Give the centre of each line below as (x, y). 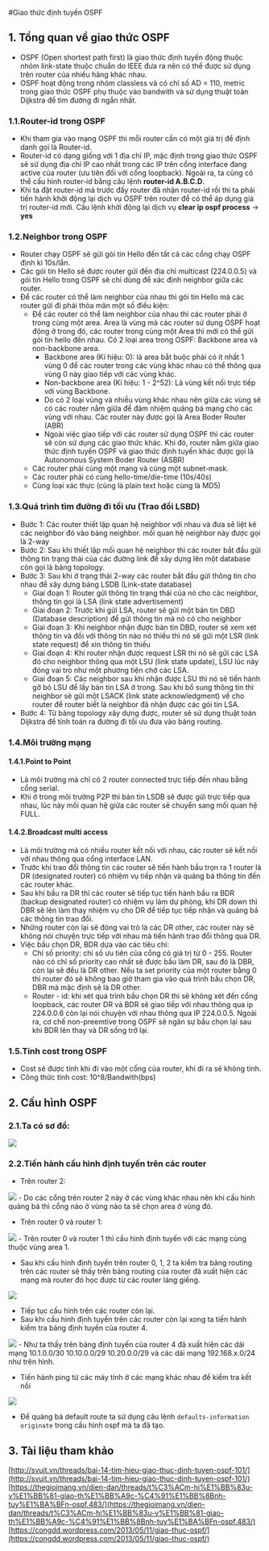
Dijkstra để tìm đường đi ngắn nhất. (78, 100)
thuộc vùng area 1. (39, 1248)
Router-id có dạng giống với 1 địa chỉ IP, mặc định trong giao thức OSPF (139, 156)
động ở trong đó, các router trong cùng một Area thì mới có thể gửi (143, 332)
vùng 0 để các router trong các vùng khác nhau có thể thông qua (153, 366)
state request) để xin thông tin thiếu (91, 644)
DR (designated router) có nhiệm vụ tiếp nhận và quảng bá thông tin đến (140, 876)
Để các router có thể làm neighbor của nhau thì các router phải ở (139, 314)
